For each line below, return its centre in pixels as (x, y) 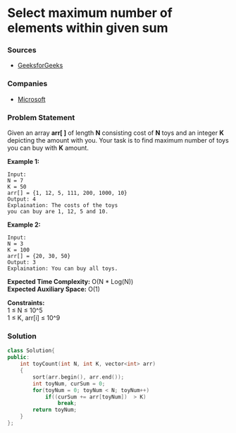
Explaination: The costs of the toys (63, 206)
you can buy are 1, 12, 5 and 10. (58, 212)
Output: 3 (22, 263)
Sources (22, 50)
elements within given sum (88, 28)
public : (19, 357)
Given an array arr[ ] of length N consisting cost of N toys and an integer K (116, 133)
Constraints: (26, 303)
